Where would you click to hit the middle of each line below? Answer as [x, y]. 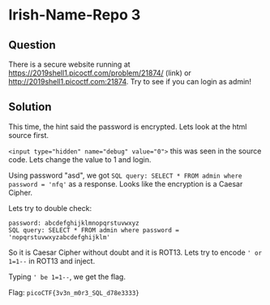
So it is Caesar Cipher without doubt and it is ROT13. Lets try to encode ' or [135, 252]
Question [32, 45]
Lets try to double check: [50, 208]
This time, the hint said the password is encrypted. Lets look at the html [128, 127]
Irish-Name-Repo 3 [75, 15]
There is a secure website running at [70, 64]
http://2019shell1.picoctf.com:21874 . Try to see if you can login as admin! [130, 82]
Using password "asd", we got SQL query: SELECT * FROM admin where [125, 175]
